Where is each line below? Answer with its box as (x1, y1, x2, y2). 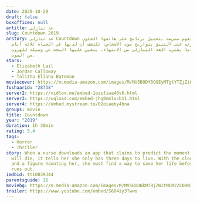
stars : (6, 57, 22, 63)
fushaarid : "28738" (6, 85, 54, 91)
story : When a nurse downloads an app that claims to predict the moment (6, 150, 191, 156)
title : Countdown (6, 112, 49, 118)
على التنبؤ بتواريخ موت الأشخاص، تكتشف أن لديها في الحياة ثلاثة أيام (11, 42, 182, 47)
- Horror (11, 139, 33, 145)
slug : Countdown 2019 (6, 30, 59, 36)
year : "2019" (6, 118, 38, 123)
